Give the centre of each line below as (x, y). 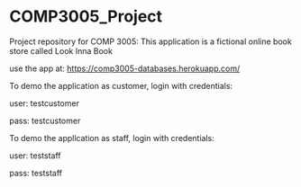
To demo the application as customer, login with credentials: (121, 85)
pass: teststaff (36, 173)
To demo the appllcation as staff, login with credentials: (112, 138)
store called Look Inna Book (61, 50)
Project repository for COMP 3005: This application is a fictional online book (151, 41)
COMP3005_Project (86, 17)
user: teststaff (35, 156)
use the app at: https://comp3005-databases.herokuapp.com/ (125, 68)
